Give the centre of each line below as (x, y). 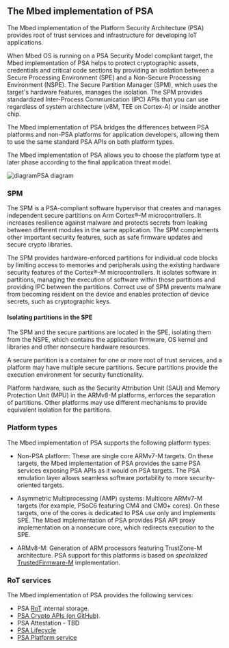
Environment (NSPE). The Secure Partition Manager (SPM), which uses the (112, 84)
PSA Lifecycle (37, 630)
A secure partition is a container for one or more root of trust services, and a (114, 360)
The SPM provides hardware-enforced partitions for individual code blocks (112, 258)
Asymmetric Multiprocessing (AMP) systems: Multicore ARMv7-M (110, 498)
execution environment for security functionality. (76, 375)
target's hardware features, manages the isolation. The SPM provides (105, 92)
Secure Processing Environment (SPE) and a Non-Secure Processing (104, 77)
